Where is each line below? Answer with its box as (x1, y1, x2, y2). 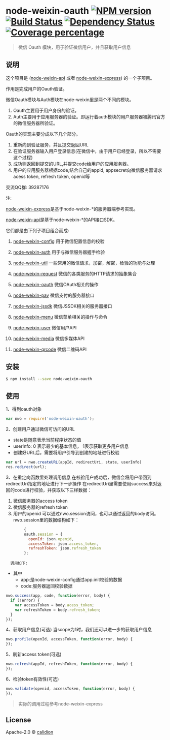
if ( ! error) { (10, 598, 40, 603)
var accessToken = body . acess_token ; (15, 602, 95, 607)
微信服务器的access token (13, 498, 68, 504)
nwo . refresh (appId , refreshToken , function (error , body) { (6, 661, 133, 667)
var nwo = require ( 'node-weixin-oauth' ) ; (6, 416, 95, 421)
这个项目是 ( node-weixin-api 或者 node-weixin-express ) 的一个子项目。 (6, 75, 155, 81)
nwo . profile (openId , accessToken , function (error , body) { (6, 637, 133, 642)
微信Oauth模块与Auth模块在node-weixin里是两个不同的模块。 (6, 97, 134, 103)
